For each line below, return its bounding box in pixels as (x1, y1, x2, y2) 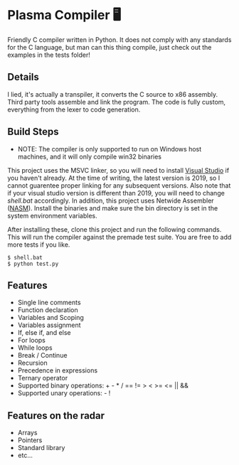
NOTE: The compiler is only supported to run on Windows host (17, 144, 202, 153)
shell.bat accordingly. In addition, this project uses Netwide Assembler (7, 196, 215, 205)
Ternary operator (17, 374, 68, 383)
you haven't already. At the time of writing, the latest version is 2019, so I (7, 173, 221, 182)
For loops (17, 336, 46, 345)
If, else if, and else (17, 328, 71, 337)
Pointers (17, 436, 43, 444)
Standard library (17, 444, 65, 452)
